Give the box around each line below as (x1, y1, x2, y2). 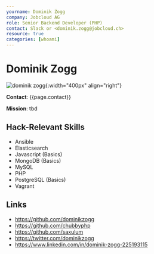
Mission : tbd (6, 105, 38, 112)
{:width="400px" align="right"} (45, 82, 122, 89)
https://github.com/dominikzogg (14, 215, 94, 222)
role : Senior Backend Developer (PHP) (6, 20, 103, 26)
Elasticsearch (14, 144, 48, 151)
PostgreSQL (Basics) (14, 176, 66, 183)
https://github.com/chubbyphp (14, 222, 91, 229)
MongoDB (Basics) (14, 157, 61, 164)
